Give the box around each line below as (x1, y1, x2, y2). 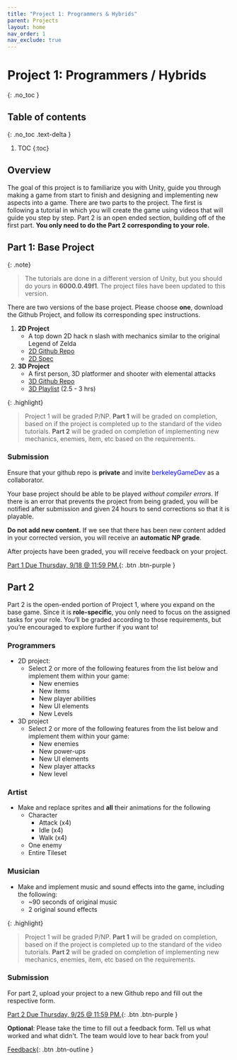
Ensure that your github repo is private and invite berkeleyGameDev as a (7, 468, 220, 476)
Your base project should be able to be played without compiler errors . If (7, 489, 219, 498)
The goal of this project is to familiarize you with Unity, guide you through (7, 183, 221, 191)
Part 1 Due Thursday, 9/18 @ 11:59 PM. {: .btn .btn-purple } (7, 561, 175, 569)
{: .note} (7, 260, 32, 269)
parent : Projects (7, 17, 59, 24)
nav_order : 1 (7, 30, 46, 38)
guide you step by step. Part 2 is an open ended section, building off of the (7, 213, 226, 222)
